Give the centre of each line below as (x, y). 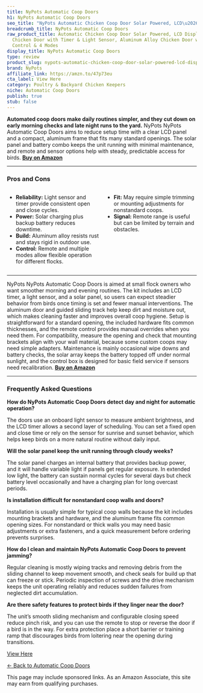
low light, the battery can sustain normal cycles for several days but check (99, 475)
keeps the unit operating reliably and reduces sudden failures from (89, 587)
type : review (23, 57)
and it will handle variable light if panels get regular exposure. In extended (98, 469)
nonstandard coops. (139, 210)
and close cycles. (37, 210)
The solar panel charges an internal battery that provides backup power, (96, 463)
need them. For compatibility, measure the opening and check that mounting (102, 335)
